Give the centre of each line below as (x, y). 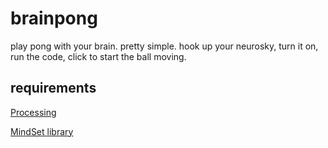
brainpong (54, 18)
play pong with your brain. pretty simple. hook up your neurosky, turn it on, (164, 46)
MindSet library (42, 131)
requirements (53, 88)
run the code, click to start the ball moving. (98, 56)
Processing (33, 112)
